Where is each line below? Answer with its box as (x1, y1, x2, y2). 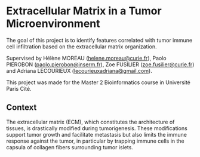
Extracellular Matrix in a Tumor (6, 4, 162, 18)
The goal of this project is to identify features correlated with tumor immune (6, 36, 193, 44)
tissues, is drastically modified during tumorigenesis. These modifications (6, 124, 188, 132)
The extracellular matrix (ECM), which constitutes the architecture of (6, 118, 175, 125)
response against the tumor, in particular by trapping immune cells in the (6, 137, 185, 144)
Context (6, 103, 37, 113)
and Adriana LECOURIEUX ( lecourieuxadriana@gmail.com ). (6, 67, 152, 74)
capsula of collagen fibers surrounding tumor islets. (6, 143, 133, 150)
